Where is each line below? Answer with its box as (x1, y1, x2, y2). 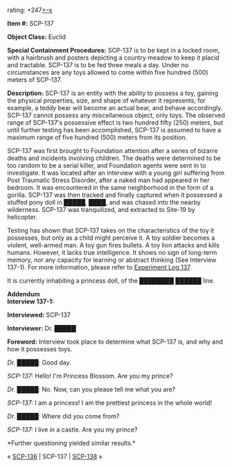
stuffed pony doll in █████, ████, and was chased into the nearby (7, 198, 201, 206)
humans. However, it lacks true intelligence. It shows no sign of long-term (7, 249, 217, 256)
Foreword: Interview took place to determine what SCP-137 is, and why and (7, 337, 223, 346)
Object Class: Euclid (7, 33, 66, 41)
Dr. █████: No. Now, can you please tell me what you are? (7, 385, 176, 394)
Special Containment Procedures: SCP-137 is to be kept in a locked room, (7, 46, 220, 54)
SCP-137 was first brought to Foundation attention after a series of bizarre (7, 147, 218, 155)
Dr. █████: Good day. (7, 358, 71, 367)
